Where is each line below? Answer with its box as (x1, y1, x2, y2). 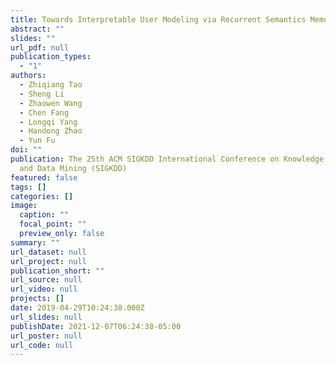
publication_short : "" (10, 266, 105, 276)
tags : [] (10, 182, 47, 192)
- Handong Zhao (19, 126, 83, 136)
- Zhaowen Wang (19, 98, 83, 108)
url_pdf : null (10, 42, 70, 53)
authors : (10, 71, 47, 81)
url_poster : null (10, 331, 83, 341)
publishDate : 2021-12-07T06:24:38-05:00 (10, 321, 182, 331)
